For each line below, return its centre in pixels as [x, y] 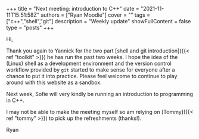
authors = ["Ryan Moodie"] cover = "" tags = [96, 15]
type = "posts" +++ [30, 27]
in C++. [15, 100]
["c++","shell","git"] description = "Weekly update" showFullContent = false [99, 21]
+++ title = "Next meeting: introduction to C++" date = [73, 9]
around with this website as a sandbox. [54, 82]
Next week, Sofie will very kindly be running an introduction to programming [100, 94]
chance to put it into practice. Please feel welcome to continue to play [92, 76]
